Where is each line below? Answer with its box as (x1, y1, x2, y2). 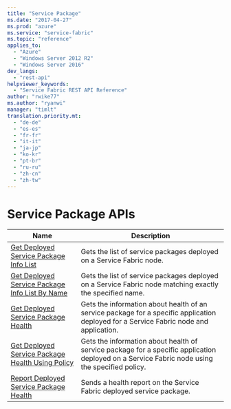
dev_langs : (7, 67, 38, 74)
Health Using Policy (10, 358, 74, 368)
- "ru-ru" (13, 163, 41, 171)
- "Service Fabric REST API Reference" (13, 87, 128, 94)
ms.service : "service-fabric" (7, 29, 94, 36)
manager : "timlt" (7, 106, 57, 113)
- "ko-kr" (13, 151, 41, 158)
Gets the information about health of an (80, 300, 208, 309)
